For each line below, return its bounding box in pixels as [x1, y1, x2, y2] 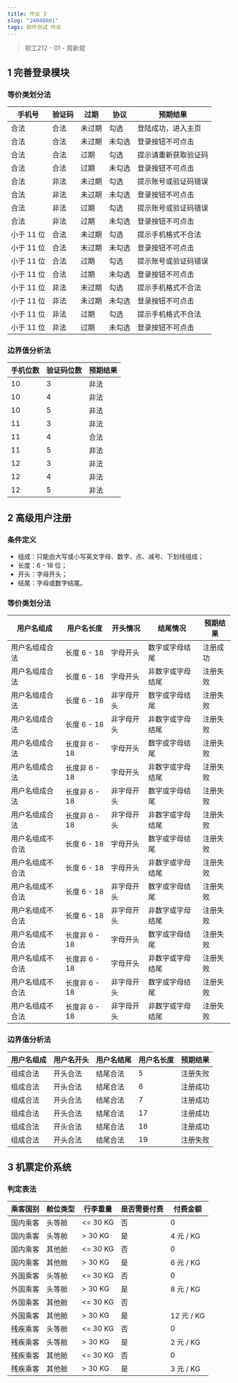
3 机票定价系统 [7, 1161, 72, 1173]
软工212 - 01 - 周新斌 [24, 44, 86, 52]
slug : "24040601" [7, 17, 59, 24]
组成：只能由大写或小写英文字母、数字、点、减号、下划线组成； [17, 552, 204, 561]
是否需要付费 [120, 1205, 164, 1214]
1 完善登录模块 [7, 67, 70, 79]
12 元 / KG [170, 1311, 205, 1321]
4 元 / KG [170, 1231, 200, 1241]
